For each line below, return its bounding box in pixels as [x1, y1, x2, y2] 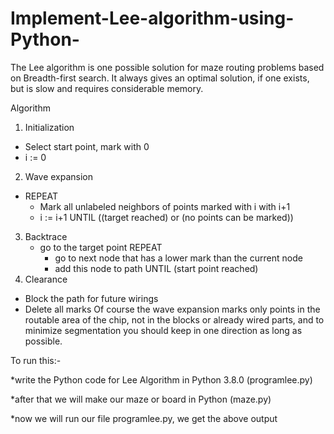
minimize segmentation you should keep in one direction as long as [24, 324, 303, 336]
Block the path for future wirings [24, 292, 159, 304]
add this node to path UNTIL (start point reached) [54, 262, 259, 274]
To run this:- [10, 354, 62, 366]
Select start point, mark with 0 [24, 140, 150, 152]
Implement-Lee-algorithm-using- [10, 7, 295, 30]
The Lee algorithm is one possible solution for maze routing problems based [10, 61, 325, 73]
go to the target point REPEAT [39, 241, 163, 253]
